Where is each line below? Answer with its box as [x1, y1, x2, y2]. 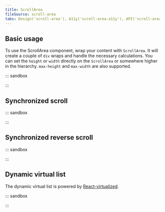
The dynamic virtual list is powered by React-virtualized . [5, 183, 119, 189]
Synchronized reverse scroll [5, 133, 93, 142]
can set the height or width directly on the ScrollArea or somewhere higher [5, 58, 158, 64]
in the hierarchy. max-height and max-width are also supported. [5, 63, 132, 69]
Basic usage [5, 34, 43, 43]
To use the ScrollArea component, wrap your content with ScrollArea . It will [5, 48, 158, 54]
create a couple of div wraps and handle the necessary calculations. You [5, 53, 153, 59]
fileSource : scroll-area [5, 12, 56, 17]
